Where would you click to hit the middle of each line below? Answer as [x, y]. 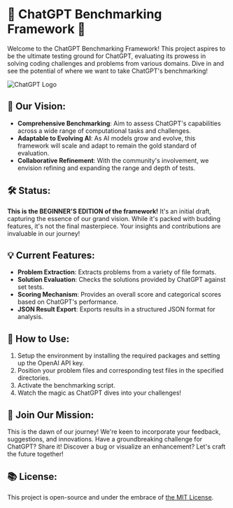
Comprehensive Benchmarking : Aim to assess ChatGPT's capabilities [119, 123]
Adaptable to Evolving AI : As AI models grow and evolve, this [106, 138]
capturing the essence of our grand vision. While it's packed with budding [114, 218]
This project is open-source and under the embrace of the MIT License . [111, 497]
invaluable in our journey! [44, 233]
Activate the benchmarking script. [66, 386]
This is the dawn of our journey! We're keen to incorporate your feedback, [114, 432]
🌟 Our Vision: [37, 107]
